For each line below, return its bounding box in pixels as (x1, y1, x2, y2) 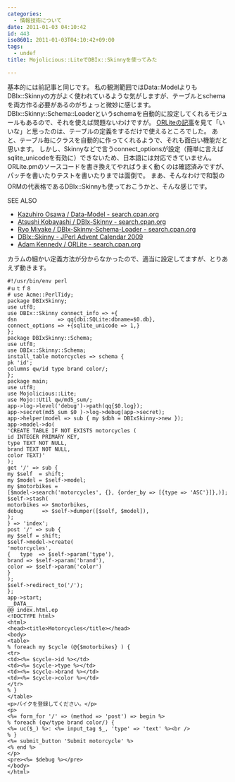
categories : (7, 10, 42, 18)
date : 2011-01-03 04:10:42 (7, 23, 87, 30)
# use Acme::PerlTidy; (7, 291, 74, 298)
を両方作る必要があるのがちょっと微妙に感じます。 (7, 100, 155, 109)
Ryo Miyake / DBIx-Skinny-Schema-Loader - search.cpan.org (17, 225, 196, 233)
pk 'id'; (7, 359, 33, 366)
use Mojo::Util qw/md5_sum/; (7, 396, 93, 403)
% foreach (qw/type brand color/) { (7, 718, 115, 726)
